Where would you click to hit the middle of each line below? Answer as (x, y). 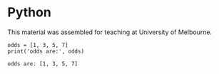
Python (29, 12)
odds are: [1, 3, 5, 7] (43, 64)
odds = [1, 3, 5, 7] (38, 45)
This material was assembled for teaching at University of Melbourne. (110, 32)
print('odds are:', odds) (46, 51)
